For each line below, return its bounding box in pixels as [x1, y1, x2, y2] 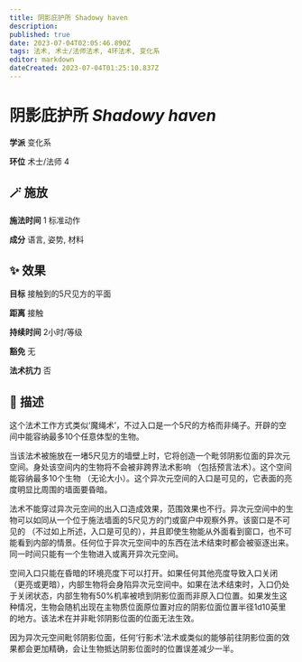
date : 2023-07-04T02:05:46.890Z [9, 38, 131, 48]
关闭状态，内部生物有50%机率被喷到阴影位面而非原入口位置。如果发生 [16, 591, 279, 601]
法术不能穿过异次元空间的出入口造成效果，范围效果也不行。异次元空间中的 [9, 503, 286, 515]
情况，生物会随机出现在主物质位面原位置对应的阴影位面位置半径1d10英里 [16, 601, 287, 612]
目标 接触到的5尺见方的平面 [9, 288, 112, 299]
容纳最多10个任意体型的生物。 [32, 431, 144, 443]
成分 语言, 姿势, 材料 [9, 234, 84, 245]
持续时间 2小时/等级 [9, 327, 83, 338]
